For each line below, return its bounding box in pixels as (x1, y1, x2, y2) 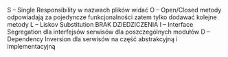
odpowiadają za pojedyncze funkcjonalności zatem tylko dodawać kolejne (7, 13, 218, 21)
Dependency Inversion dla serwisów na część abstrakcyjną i (7, 35, 178, 43)
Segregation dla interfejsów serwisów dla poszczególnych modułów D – (7, 27, 211, 36)
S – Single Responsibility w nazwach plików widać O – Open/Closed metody (7, 6, 222, 14)
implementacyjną (7, 43, 56, 50)
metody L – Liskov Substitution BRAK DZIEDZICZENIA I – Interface (7, 21, 194, 28)
